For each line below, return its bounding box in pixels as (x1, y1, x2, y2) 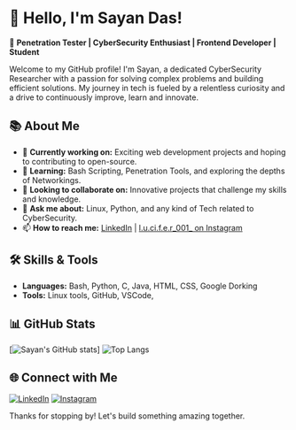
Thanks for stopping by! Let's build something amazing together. (9, 411, 245, 421)
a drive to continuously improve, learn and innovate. (9, 92, 199, 103)
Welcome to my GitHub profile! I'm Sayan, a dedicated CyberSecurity (9, 64, 262, 74)
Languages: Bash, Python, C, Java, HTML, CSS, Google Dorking (21, 280, 258, 291)
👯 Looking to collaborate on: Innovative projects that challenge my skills (21, 184, 287, 195)
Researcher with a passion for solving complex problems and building (9, 73, 264, 83)
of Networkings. (21, 174, 82, 185)
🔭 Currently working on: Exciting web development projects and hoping (21, 146, 286, 157)
